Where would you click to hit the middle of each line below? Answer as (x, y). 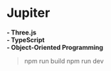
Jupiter (28, 13)
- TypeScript (26, 39)
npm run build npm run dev (64, 60)
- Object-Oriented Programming (55, 47)
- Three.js (22, 32)
